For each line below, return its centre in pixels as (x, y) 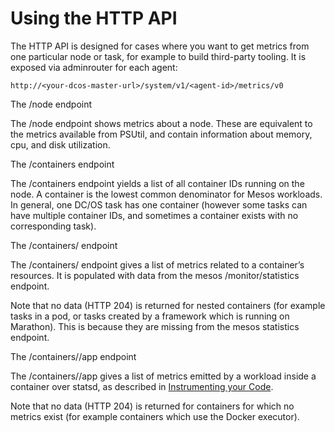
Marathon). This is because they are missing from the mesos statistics (155, 326)
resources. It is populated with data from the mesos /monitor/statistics (155, 275)
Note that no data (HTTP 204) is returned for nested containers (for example (168, 305)
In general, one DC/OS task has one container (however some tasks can (159, 204)
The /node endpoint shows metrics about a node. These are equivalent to (161, 123)
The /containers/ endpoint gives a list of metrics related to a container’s (157, 264)
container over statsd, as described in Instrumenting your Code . (142, 386)
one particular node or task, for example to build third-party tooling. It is (158, 56)
